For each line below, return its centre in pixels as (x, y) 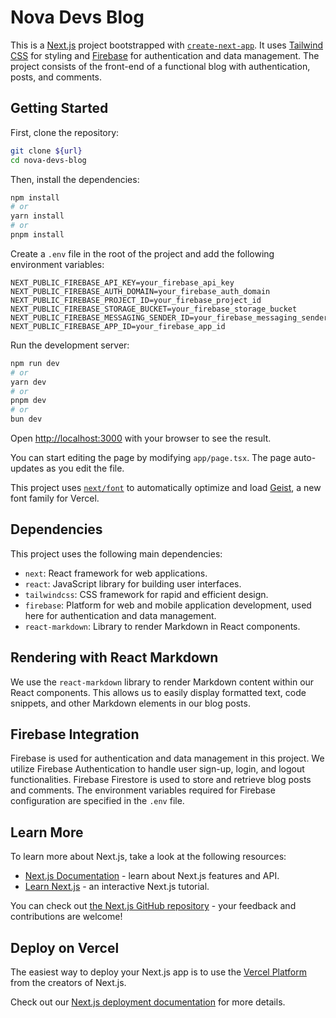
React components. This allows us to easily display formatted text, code (158, 692)
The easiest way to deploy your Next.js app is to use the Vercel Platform (159, 972)
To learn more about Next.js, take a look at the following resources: (148, 857)
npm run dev (35, 363)
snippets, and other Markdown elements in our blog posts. (130, 703)
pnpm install (37, 235)
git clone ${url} (46, 151)
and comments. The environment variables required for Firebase (143, 790)
